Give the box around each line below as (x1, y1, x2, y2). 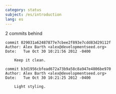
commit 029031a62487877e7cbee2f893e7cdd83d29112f (5, 40, 111, 45)
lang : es (5, 17, 24, 22)
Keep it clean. (14, 58, 46, 63)
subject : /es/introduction (5, 12, 62, 17)
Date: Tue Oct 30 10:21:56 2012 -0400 (5, 49, 91, 54)
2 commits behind (5, 31, 43, 37)
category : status (5, 7, 42, 13)
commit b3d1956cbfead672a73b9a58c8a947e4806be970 (5, 66, 111, 72)
